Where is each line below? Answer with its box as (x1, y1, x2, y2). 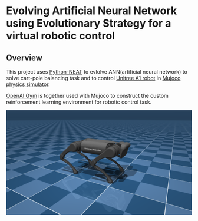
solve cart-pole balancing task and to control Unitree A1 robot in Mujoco (6, 75, 181, 81)
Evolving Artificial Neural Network (6, 4, 177, 18)
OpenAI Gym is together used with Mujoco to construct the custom (6, 93, 169, 99)
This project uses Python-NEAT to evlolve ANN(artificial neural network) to (6, 68, 187, 75)
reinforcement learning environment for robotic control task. (6, 98, 152, 105)
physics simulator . (6, 81, 50, 88)
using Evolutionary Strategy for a (6, 17, 171, 30)
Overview (6, 52, 43, 62)
